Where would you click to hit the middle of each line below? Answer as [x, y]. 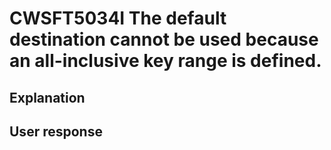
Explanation [47, 97]
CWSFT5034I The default [118, 18]
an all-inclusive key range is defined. [165, 61]
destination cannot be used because [164, 39]
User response [56, 131]
